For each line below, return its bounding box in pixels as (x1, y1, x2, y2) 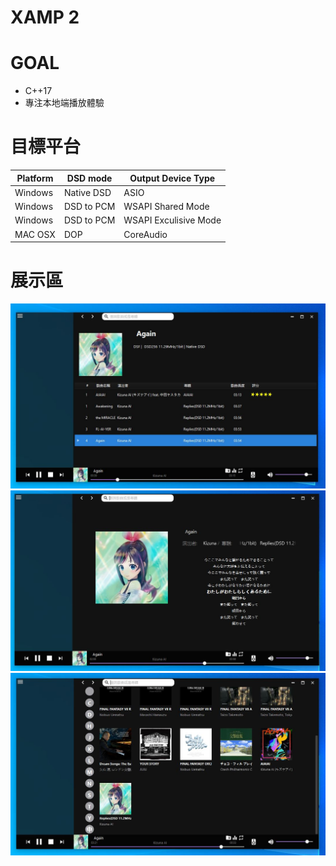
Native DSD (63, 186, 112, 198)
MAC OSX (14, 228, 56, 240)
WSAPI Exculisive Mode (123, 214, 222, 226)
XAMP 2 (10, 6, 80, 29)
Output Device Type (129, 172, 216, 184)
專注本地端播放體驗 (24, 97, 105, 109)
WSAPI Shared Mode (123, 201, 210, 213)
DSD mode (66, 172, 113, 184)
